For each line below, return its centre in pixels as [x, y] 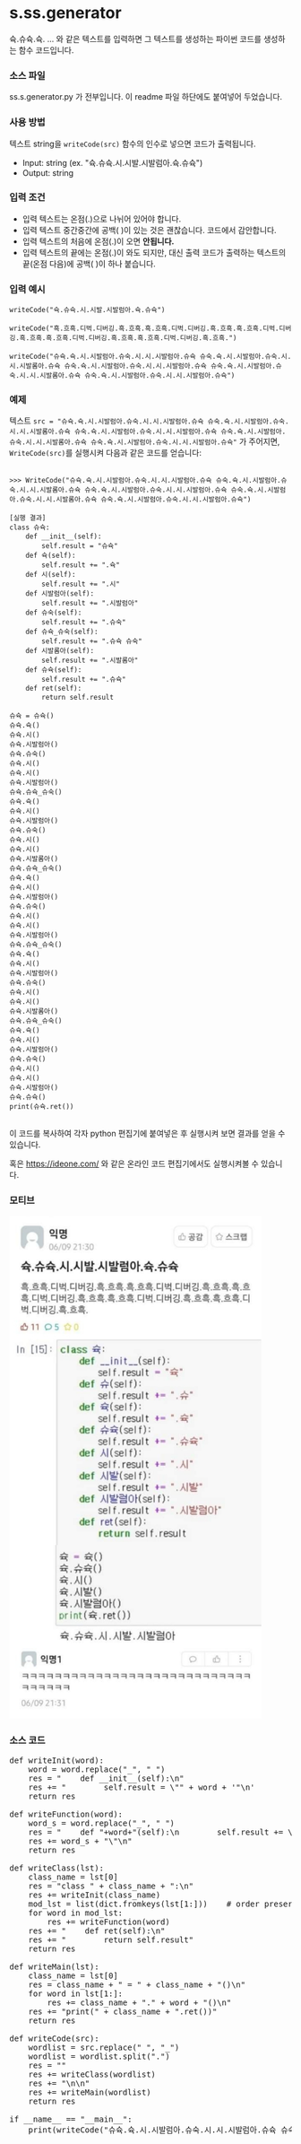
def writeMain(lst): [55, 1966]
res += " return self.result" [111, 1939]
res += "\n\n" [59, 2083]
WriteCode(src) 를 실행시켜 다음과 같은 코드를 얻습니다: [105, 453]
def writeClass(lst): [57, 1868]
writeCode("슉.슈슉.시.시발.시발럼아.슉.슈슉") [87, 310]
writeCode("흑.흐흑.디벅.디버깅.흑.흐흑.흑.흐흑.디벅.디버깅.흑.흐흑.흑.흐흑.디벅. [144, 329]
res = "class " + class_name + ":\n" [111, 1886]
